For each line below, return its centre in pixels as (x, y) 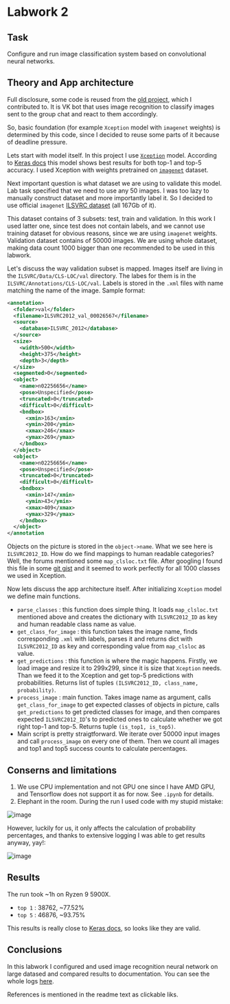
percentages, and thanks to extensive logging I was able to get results (106, 835)
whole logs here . (31, 981)
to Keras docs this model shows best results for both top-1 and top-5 (104, 162)
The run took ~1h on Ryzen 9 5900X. (59, 894)
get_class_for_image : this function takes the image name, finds (107, 632)
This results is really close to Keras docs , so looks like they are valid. (104, 928)
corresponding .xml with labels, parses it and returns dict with (105, 639)
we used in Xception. (37, 576)
